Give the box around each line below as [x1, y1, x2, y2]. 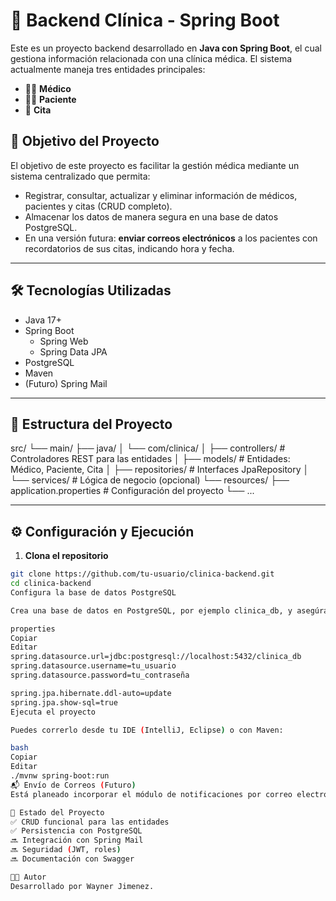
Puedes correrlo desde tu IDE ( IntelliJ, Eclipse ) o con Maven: [10, 725, 284, 735]
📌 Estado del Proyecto [10, 807, 105, 818]
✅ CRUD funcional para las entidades [10, 817, 170, 827]
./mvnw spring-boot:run [10, 771, 110, 781]
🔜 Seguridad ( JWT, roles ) [10, 845, 122, 855]
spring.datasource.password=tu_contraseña [10, 670, 190, 681]
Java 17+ [24, 314, 62, 326]
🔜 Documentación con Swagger [10, 854, 135, 864]
